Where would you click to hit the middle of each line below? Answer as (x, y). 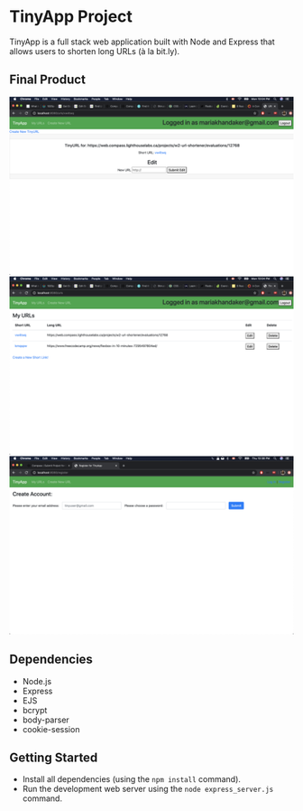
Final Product (47, 80)
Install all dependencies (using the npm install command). (132, 779)
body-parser (46, 720)
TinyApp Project (71, 17)
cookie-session (51, 729)
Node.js (37, 681)
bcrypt (35, 710)
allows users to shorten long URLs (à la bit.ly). (95, 51)
